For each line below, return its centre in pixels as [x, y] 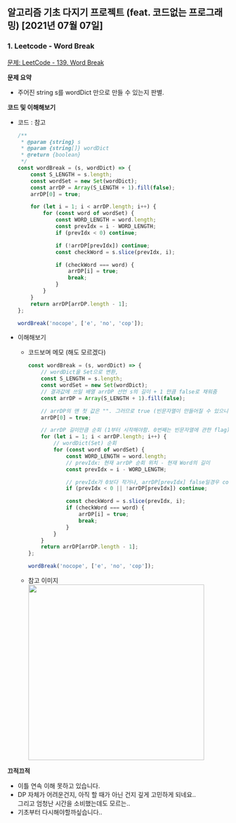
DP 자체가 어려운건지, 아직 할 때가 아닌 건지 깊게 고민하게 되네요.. [107, 795]
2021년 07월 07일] [64, 26]
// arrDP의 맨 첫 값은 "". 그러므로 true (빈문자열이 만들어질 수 [126, 411]
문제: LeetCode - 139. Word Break [55, 62]
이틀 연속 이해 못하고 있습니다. [59, 786]
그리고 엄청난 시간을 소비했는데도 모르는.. [74, 803]
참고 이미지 [43, 581]
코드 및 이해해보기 [32, 107]
